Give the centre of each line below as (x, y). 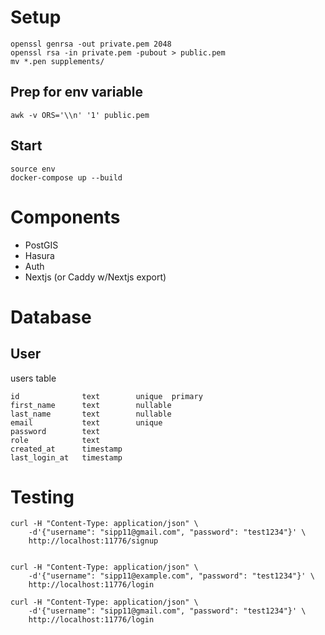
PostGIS (41, 245)
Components (65, 217)
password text (55, 431)
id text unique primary (106, 396)
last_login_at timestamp (66, 457)
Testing (42, 497)
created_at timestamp (66, 449)
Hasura (39, 255)
